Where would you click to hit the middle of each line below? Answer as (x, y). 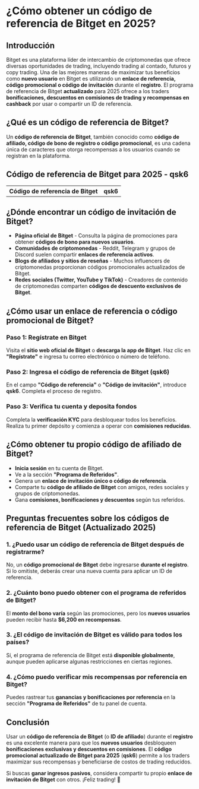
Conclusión (28, 722)
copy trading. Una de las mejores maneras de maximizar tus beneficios (93, 72)
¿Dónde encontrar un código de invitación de (91, 212)
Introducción (31, 45)
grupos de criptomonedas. (47, 493)
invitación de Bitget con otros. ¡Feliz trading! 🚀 (63, 780)
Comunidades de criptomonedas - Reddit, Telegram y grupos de (95, 248)
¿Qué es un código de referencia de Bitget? (88, 123)
